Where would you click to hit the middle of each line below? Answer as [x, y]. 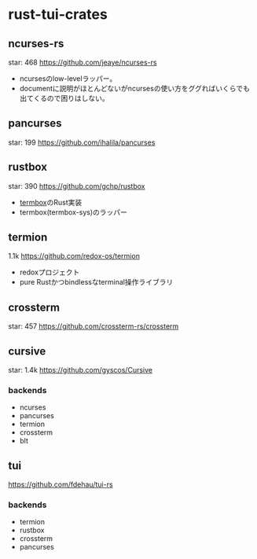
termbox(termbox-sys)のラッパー [73, 212]
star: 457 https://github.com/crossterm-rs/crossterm [94, 326]
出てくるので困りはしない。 [64, 98]
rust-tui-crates [58, 15]
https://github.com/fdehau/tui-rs [61, 484]
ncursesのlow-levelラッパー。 [68, 79]
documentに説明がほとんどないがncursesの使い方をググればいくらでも [134, 88]
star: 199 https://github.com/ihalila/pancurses [82, 142]
